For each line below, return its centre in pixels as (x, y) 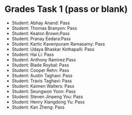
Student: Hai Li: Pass (33, 54)
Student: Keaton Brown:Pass (41, 33)
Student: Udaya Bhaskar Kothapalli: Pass (53, 49)
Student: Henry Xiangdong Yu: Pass (48, 102)
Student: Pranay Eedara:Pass (41, 39)
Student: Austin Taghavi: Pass (42, 75)
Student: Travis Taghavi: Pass (42, 81)
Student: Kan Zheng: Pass (38, 107)
